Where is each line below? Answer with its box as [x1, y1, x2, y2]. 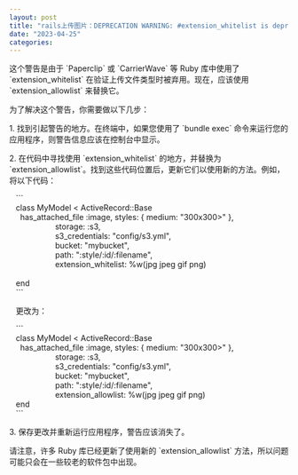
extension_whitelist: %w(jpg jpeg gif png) [54, 259, 207, 270]
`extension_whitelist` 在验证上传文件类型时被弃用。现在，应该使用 [9, 75, 249, 85]
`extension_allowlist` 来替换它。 [9, 85, 124, 96]
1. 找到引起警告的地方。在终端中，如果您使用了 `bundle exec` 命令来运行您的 [9, 123, 289, 134]
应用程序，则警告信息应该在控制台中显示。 [9, 134, 165, 145]
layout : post [9, 12, 58, 22]
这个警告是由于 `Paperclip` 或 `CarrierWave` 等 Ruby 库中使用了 [9, 63, 240, 74]
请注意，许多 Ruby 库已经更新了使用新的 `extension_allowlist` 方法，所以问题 [9, 446, 289, 456]
